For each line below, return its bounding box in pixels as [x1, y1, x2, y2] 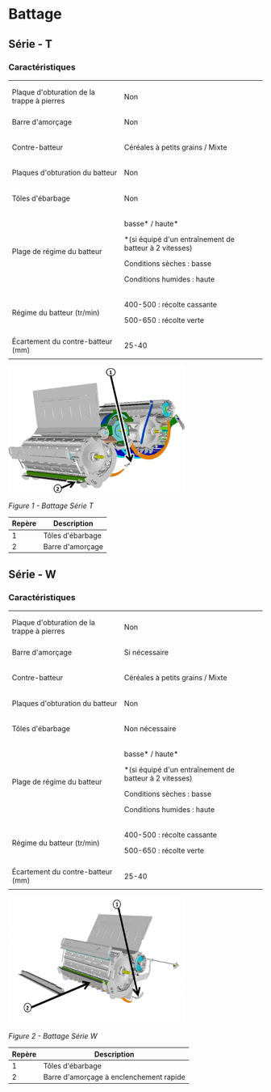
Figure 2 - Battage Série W [8, 1031, 98, 1041]
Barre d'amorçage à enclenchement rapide [43, 1073, 186, 1082]
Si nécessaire [123, 648, 169, 658]
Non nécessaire [123, 723, 177, 733]
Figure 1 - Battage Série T [8, 501, 94, 510]
